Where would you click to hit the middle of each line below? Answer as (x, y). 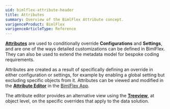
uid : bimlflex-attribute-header (39, 10)
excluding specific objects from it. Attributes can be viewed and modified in (84, 80)
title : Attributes (25, 15)
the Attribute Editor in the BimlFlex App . (47, 86)
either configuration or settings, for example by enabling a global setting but (85, 75)
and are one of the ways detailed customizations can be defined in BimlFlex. (85, 49)
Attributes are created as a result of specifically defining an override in (79, 70)
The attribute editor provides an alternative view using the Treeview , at (80, 96)
